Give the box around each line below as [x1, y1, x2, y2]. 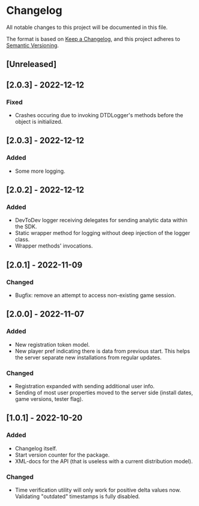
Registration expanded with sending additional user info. [14, 383, 155, 390]
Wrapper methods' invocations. [14, 242, 93, 249]
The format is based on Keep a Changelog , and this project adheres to [6, 35, 180, 42]
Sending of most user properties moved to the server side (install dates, [14, 389, 194, 396]
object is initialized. [14, 118, 63, 126]
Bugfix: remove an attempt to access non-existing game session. [14, 292, 176, 299]
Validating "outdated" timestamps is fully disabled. [14, 493, 140, 500]
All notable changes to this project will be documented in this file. [6, 24, 168, 31]
